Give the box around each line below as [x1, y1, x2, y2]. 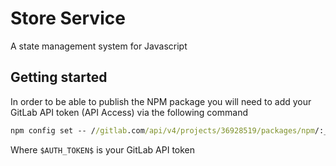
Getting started [10, 69, 108, 86]
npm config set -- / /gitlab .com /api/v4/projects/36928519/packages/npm [10, 125, 315, 136]
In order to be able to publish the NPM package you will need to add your [10, 95, 312, 107]
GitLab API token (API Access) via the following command [10, 106, 248, 118]
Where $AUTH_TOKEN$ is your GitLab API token [10, 143, 196, 156]
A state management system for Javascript [10, 40, 188, 52]
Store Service [10, 7, 126, 30]
